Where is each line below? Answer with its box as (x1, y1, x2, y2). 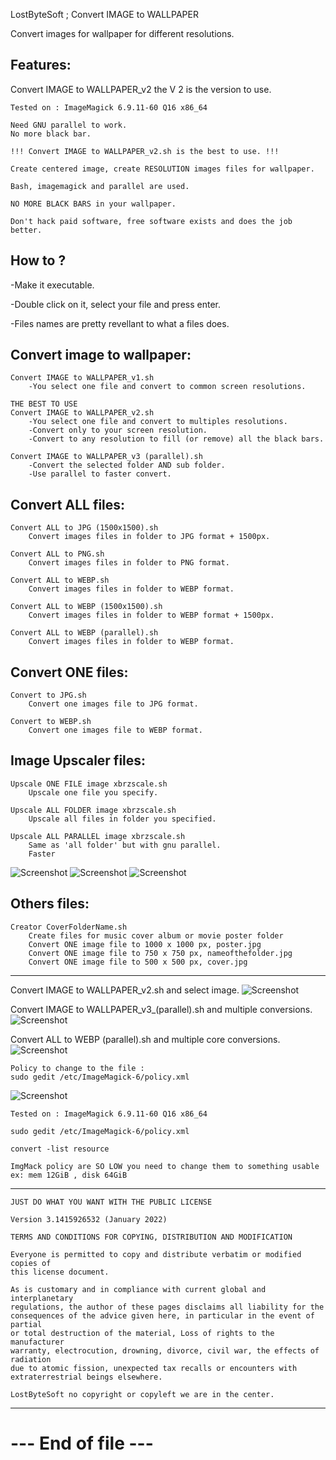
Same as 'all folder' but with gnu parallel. (28, 840, 222, 850)
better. (10, 225, 43, 235)
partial (10, 1319, 43, 1329)
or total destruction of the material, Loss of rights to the (10, 1328, 275, 1338)
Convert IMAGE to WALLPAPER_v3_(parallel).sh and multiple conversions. (10, 1003, 313, 1015)
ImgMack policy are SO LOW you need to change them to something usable (10, 1161, 320, 1171)
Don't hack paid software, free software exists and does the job (10, 216, 293, 226)
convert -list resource (10, 1144, 110, 1154)
